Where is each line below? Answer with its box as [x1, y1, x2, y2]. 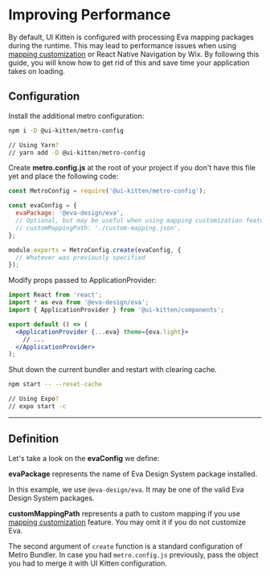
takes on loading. [8, 66, 66, 76]
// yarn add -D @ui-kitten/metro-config [8, 149, 146, 157]
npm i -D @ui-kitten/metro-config [8, 126, 125, 134]
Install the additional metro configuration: [8, 111, 145, 121]
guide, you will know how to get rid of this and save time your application [8, 58, 251, 67]
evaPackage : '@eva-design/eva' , [15, 209, 125, 218]
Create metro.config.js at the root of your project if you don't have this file [8, 163, 256, 173]
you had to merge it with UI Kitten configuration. [8, 558, 167, 568]
